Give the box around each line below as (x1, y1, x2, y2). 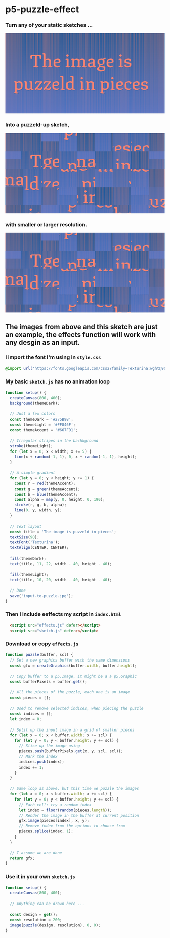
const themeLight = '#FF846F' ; (10, 422, 76, 427)
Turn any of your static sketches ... (5, 22, 93, 29)
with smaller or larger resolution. (5, 221, 88, 228)
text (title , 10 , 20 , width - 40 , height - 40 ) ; (10, 577, 112, 582)
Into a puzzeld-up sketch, (5, 121, 70, 128)
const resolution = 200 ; (10, 917, 62, 922)
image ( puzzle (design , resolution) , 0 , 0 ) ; (10, 922, 101, 928)
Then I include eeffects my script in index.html (5, 610, 121, 617)
